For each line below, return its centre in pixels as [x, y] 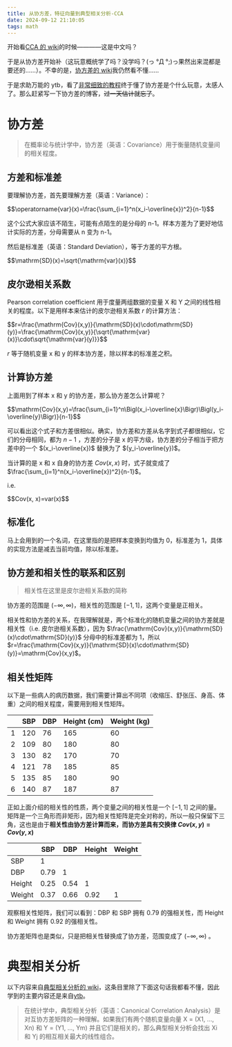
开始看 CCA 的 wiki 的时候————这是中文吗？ [72, 47]
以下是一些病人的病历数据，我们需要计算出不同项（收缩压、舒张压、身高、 [113, 695]
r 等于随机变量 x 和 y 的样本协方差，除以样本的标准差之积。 [91, 353]
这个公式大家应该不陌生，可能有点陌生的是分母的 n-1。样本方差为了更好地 [112, 224]
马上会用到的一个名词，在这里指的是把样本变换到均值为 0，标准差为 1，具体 [115, 540]
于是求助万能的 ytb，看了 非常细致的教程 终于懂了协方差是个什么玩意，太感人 [116, 85]
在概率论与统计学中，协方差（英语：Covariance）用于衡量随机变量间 [122, 145]
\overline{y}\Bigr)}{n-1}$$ [44, 417]
